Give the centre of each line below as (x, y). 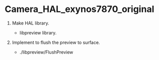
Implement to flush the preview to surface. (56, 42)
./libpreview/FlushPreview (46, 52)
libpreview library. (38, 32)
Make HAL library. (30, 23)
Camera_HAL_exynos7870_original (79, 9)
